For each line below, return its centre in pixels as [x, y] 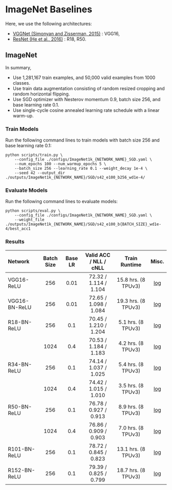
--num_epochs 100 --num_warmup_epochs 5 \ [60, 164]
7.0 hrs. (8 [131, 428]
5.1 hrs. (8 [131, 322]
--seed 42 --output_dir [40, 173]
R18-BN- [20, 322]
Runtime [131, 264]
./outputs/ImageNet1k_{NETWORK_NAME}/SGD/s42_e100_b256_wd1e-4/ [75, 178]
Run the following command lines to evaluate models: [61, 202]
